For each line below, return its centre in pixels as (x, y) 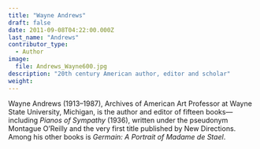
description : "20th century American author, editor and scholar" (119, 74)
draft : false (30, 23)
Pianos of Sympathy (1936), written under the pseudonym (134, 120)
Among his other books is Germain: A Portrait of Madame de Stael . (117, 136)
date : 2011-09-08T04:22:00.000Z (61, 30)
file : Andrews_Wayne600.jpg (61, 67)
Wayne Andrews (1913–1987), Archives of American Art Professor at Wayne (130, 104)
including (23, 120)
